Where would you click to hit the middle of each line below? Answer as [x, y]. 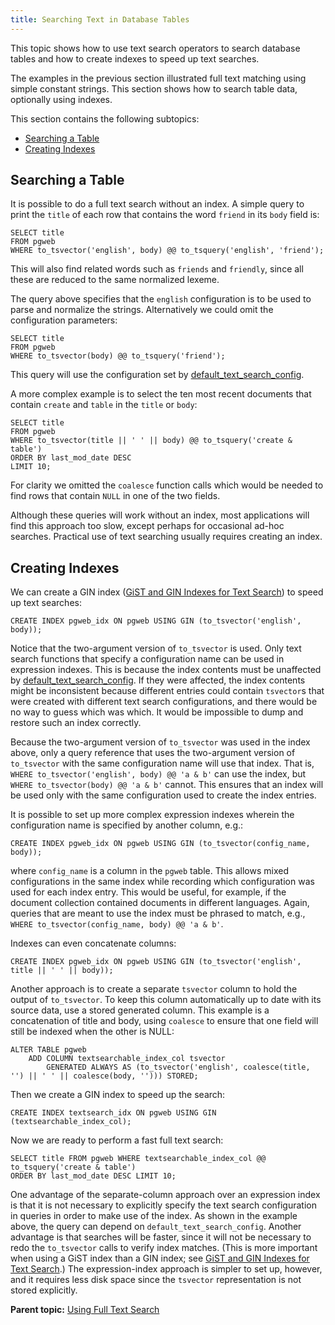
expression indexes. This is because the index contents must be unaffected [166, 670]
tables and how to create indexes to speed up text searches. [135, 58]
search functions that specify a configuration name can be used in [147, 659]
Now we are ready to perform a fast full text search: [117, 1140]
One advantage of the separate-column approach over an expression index [165, 1195]
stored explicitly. [44, 1290]
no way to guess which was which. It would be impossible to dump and [157, 712]
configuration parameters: [64, 320]
